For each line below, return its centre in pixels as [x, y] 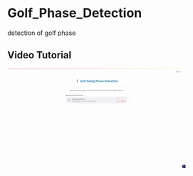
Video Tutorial [40, 55]
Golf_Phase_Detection [75, 13]
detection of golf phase [42, 33]
